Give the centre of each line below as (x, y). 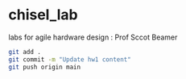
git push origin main (45, 67)
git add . (25, 52)
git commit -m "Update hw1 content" (70, 59)
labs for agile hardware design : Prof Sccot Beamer (93, 37)
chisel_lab (43, 15)
